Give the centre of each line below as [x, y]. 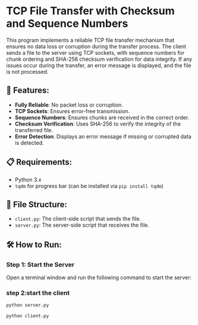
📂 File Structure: [37, 204]
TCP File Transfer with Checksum [90, 11]
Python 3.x [28, 179]
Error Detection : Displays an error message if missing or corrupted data [103, 136]
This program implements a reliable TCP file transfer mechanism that [90, 40]
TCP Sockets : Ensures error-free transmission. [72, 111]
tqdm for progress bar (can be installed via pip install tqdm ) [89, 186]
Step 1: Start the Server [40, 264]
